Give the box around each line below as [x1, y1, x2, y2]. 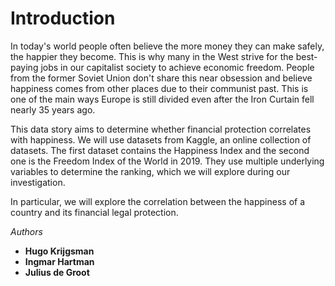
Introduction [10, 7, 116, 30]
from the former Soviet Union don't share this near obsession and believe [10, 72, 313, 84]
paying [10, 61, 39, 73]
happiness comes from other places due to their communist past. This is [10, 82, 309, 94]
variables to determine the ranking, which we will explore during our [10, 165, 291, 177]
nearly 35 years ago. [10, 103, 96, 116]
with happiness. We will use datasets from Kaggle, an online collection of [10, 133, 312, 146]
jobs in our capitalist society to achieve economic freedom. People [40, 61, 315, 73]
